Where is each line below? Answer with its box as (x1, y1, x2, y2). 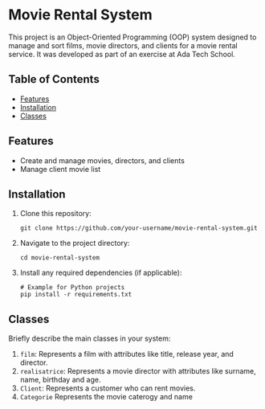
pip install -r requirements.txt (19, 291, 132, 299)
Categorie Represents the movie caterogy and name (19, 392, 193, 402)
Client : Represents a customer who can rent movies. (19, 383, 196, 393)
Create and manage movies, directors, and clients (19, 155, 185, 166)
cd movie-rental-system (19, 254, 100, 262)
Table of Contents (8, 72, 100, 86)
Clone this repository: (19, 209, 92, 219)
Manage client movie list (19, 164, 101, 174)
